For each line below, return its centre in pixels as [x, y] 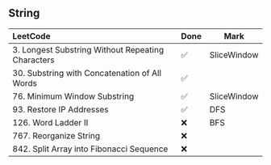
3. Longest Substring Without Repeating [88, 49]
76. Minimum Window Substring [73, 96]
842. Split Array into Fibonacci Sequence [90, 149]
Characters [33, 60]
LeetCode [31, 36]
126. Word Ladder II [50, 122]
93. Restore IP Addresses [60, 109]
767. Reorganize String [56, 135]
